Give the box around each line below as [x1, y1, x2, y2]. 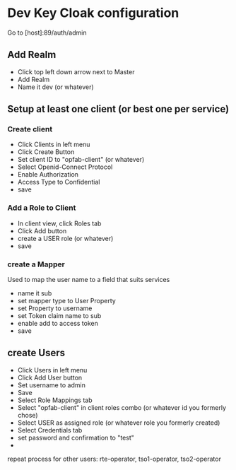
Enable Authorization [17, 170, 79, 179]
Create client [7, 124, 53, 134]
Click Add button [17, 226, 67, 235]
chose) [17, 411, 38, 419]
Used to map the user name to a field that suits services [7, 276, 170, 284]
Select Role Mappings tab [17, 396, 93, 404]
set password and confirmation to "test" [17, 433, 134, 442]
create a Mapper [7, 259, 65, 269]
